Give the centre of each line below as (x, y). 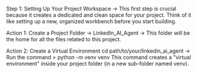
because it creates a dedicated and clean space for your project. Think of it (99, 15)
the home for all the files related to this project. (64, 39)
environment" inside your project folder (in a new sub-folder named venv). (98, 63)
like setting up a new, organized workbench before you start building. (91, 21)
